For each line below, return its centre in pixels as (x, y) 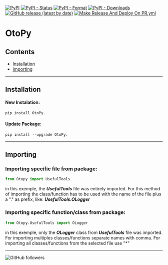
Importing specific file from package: (51, 169)
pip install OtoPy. (25, 113)
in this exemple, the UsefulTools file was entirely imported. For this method (83, 189)
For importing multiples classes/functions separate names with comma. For (83, 237)
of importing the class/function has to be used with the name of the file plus (83, 194)
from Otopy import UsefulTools (38, 179)
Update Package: (23, 124)
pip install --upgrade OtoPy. (37, 135)
